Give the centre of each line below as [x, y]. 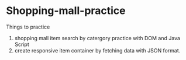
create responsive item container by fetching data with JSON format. [97, 50]
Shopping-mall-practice [66, 11]
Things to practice [28, 27]
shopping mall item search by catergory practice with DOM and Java [97, 38]
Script [22, 44]
